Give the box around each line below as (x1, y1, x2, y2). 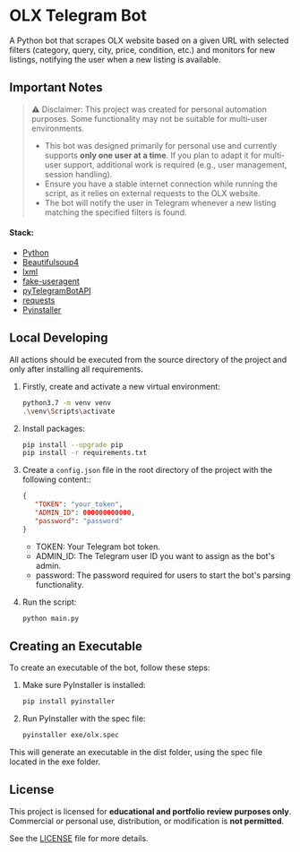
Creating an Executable (9, 638, 143, 654)
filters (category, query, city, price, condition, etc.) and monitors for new (9, 44, 276, 55)
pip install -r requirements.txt (21, 449, 148, 458)
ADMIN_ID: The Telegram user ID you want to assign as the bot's (35, 550, 276, 561)
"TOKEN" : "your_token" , (34, 500, 124, 509)
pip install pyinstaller (21, 697, 116, 706)
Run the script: (21, 597, 77, 607)
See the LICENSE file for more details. (9, 832, 150, 843)
